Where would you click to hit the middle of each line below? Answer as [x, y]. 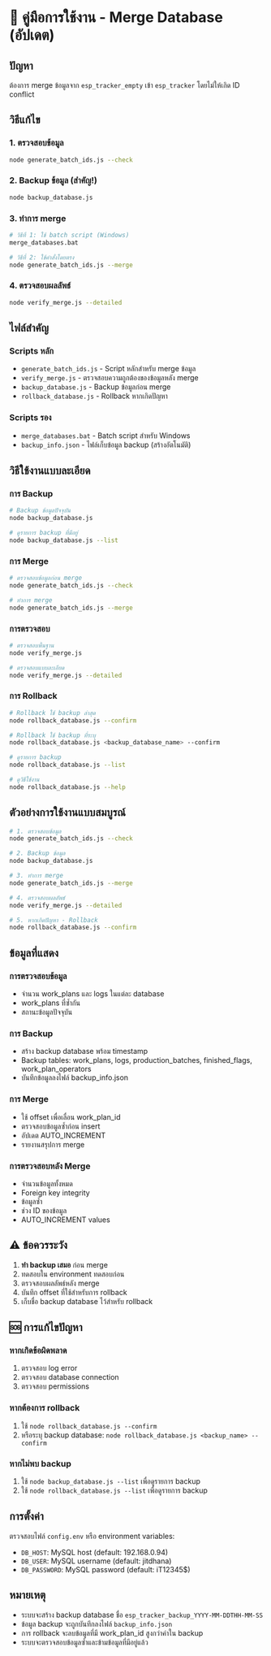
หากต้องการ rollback [45, 1408]
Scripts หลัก [32, 351]
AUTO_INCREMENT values [65, 1220]
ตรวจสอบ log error [49, 1368]
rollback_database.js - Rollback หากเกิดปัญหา [95, 396]
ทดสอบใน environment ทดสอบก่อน [73, 1274]
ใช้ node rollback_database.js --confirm [89, 1425]
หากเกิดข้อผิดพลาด [38, 1350]
